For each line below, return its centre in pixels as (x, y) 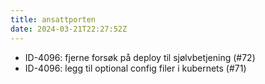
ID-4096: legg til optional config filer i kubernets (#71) (135, 68)
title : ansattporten (53, 19)
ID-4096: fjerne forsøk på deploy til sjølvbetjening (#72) (140, 57)
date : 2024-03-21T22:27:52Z (69, 29)
